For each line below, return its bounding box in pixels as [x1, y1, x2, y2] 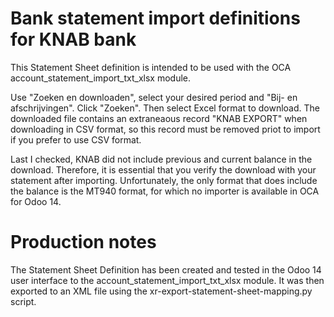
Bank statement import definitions [10, 7, 301, 30]
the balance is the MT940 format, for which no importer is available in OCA [10, 185, 320, 197]
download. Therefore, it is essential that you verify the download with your [10, 163, 317, 176]
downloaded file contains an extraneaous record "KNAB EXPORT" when [10, 112, 308, 124]
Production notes [10, 231, 157, 254]
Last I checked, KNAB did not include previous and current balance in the [10, 153, 313, 165]
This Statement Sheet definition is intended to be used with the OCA [10, 61, 292, 73]
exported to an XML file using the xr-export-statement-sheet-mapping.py [10, 285, 313, 297]
